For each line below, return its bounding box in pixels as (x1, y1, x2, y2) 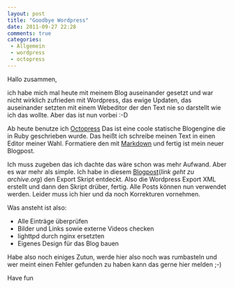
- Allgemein (10, 43, 45, 50)
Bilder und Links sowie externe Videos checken (17, 224, 154, 233)
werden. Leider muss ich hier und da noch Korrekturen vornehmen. (7, 189, 200, 198)
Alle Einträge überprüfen (17, 217, 89, 225)
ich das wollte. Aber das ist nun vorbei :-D (7, 110, 129, 119)
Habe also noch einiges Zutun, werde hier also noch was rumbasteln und (7, 252, 217, 261)
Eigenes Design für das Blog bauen (17, 239, 119, 247)
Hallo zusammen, (7, 75, 57, 83)
